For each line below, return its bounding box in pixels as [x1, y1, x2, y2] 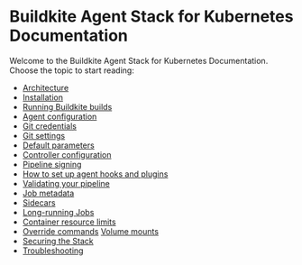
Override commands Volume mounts [22, 225, 160, 236]
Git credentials [22, 120, 77, 132]
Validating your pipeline [22, 178, 110, 188]
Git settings [22, 130, 66, 141]
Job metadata [22, 187, 75, 198]
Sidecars [22, 196, 56, 208]
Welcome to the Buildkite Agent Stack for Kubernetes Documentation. [9, 55, 269, 66]
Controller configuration [22, 149, 112, 160]
